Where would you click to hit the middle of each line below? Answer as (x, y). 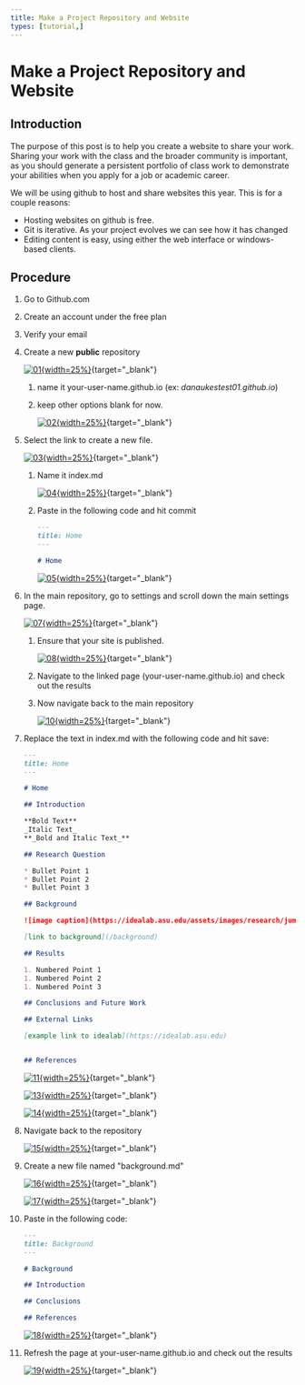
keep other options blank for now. (100, 405)
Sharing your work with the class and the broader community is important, (149, 156)
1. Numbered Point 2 (62, 979)
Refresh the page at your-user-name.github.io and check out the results (158, 1353)
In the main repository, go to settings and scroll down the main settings (156, 596)
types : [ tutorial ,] (47, 26)
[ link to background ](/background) (91, 938)
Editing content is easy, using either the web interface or (129, 239)
